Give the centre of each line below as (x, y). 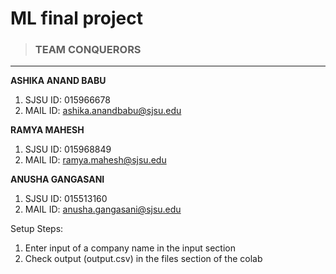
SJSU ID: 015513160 (66, 199)
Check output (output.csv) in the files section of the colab (143, 259)
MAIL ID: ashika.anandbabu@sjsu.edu (103, 111)
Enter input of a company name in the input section (130, 248)
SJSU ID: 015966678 (67, 100)
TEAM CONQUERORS (88, 50)
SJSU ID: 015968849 (68, 149)
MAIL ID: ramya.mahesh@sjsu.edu (95, 160)
